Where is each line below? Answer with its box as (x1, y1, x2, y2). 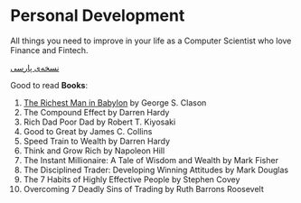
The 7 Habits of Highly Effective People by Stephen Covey (23, 173, 240, 185)
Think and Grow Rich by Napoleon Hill (23, 145, 165, 156)
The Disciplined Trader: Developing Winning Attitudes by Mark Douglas (23, 164, 288, 175)
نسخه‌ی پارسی (10, 62, 60, 73)
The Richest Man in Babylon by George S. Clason (23, 97, 207, 108)
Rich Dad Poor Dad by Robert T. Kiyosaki (23, 116, 176, 127)
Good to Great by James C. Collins (23, 125, 153, 136)
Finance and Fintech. (10, 44, 89, 55)
